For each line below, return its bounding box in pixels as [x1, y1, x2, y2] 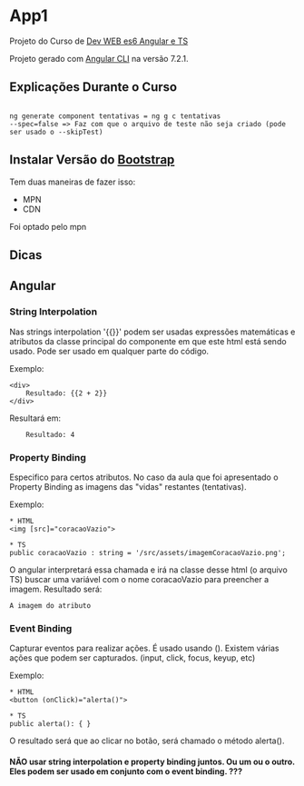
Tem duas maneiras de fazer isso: [9, 176, 136, 187]
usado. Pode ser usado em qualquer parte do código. [9, 345, 210, 356]
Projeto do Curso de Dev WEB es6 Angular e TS [9, 35, 189, 46]
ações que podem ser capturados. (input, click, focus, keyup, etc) [9, 652, 256, 663]
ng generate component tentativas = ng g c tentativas [9, 111, 221, 121]
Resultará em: [9, 413, 62, 423]
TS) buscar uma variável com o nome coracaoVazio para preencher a [9, 573, 270, 584]
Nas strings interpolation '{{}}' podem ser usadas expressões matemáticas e [9, 326, 296, 337]
